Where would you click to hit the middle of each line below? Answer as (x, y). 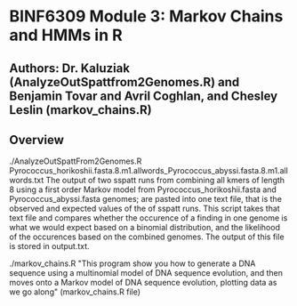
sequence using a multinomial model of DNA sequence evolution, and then (146, 273)
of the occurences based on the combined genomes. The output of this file (147, 237)
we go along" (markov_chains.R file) (75, 292)
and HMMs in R (66, 35)
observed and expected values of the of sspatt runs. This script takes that (144, 209)
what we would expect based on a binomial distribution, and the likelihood (144, 228)
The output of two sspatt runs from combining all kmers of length (165, 181)
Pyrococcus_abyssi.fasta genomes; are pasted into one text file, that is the (146, 199)
